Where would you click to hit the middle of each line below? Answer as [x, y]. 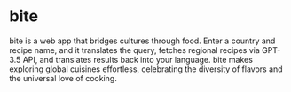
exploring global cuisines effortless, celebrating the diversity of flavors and [146, 69]
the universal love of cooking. [63, 78]
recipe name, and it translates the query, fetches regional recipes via [134, 50]
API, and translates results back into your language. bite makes [138, 59]
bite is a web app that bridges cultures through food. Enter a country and [142, 41]
